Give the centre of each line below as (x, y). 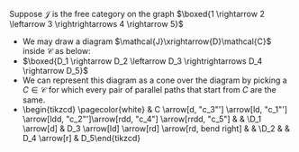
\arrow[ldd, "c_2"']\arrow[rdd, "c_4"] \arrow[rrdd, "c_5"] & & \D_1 (142, 119)
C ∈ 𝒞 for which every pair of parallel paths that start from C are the (149, 89)
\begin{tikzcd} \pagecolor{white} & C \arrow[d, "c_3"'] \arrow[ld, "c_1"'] (155, 109)
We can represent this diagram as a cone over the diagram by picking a (155, 80)
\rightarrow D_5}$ (55, 71)
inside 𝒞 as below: (57, 51)
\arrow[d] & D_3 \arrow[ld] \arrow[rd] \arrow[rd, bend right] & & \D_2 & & (156, 129)
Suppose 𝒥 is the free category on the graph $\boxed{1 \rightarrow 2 (137, 14)
